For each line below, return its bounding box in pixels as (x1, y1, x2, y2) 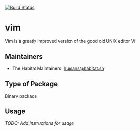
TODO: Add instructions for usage (5, 120, 74, 126)
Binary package (5, 93, 37, 98)
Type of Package (5, 80, 58, 88)
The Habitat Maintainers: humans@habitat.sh (12, 65, 105, 71)
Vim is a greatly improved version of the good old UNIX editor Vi (5, 38, 136, 44)
